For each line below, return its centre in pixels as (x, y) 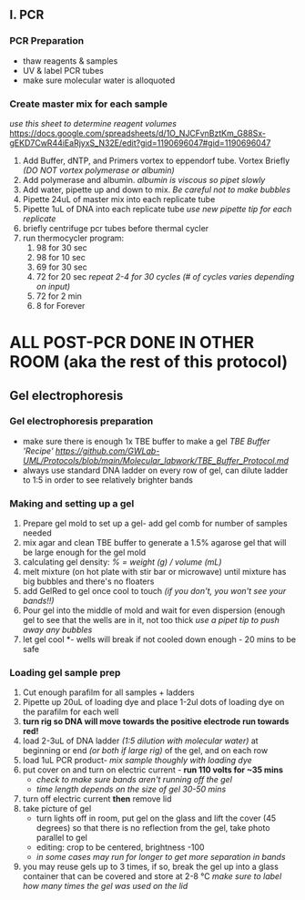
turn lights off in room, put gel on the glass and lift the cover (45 (156, 818)
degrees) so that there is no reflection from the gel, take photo (153, 828)
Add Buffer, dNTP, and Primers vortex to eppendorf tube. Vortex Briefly (156, 160)
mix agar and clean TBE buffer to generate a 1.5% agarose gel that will (154, 543)
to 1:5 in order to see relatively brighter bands (108, 480)
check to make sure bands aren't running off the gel (134, 780)
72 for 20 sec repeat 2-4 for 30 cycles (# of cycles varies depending (165, 276)
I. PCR (27, 15)
